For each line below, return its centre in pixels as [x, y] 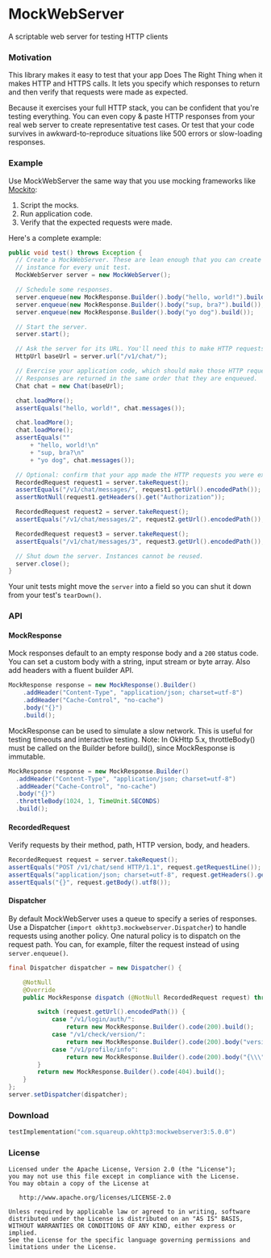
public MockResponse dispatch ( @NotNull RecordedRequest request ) [137, 997]
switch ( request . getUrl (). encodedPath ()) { [111, 1012]
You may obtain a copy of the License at [79, 1184]
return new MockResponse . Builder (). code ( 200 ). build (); [160, 1027]
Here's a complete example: [55, 238]
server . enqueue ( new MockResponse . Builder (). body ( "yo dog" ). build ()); [135, 312]
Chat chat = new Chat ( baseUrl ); [70, 386]
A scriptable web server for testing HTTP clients [88, 36]
